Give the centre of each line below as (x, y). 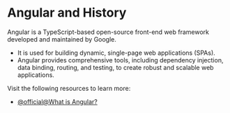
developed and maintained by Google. (62, 39)
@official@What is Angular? (57, 101)
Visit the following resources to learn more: (69, 88)
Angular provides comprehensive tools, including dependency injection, (120, 60)
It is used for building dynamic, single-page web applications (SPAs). (116, 53)
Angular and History (67, 13)
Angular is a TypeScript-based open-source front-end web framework (108, 32)
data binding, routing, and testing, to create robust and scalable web (115, 67)
